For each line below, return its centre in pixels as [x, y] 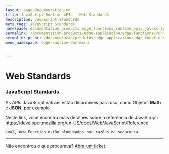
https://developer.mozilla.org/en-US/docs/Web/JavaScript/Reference [77, 123]
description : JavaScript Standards [43, 19]
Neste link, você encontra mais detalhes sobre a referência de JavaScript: [82, 118]
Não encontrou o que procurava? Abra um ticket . [56, 146]
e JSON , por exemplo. [28, 108]
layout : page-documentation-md [38, 10]
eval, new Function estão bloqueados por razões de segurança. [73, 132]
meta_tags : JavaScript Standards [40, 24]
